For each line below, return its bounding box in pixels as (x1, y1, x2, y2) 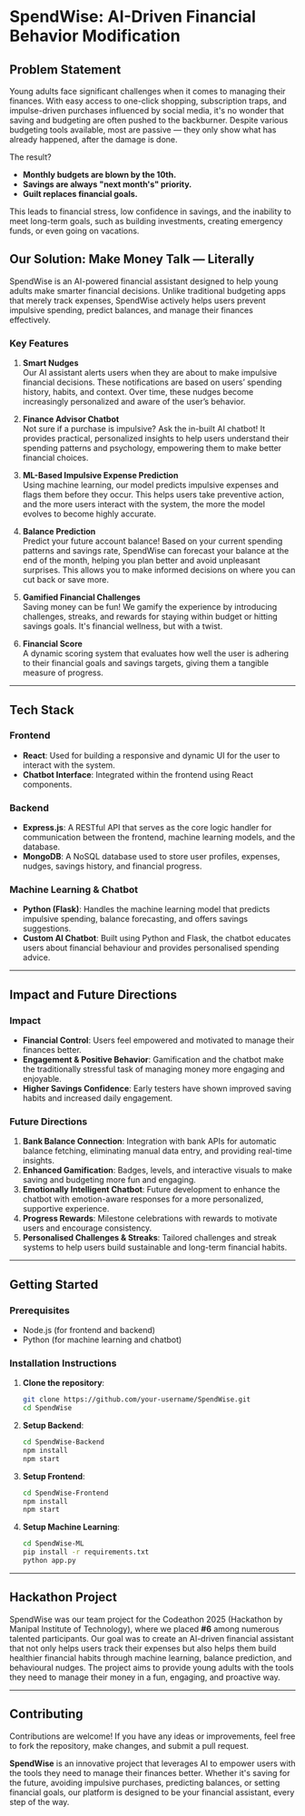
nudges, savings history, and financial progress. (22, 860, 202, 872)
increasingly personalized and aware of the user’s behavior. (22, 397, 246, 407)
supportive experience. (22, 1203, 110, 1214)
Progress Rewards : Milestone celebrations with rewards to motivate (22, 1213, 278, 1224)
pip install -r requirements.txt (22, 1547, 150, 1557)
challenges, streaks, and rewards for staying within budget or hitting (22, 611, 279, 623)
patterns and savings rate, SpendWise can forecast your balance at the (22, 545, 290, 556)
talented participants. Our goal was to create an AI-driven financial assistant (9, 1633, 294, 1644)
